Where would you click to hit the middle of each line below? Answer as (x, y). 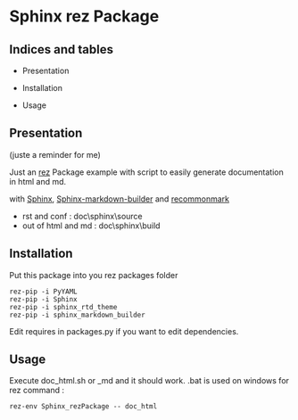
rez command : (37, 391)
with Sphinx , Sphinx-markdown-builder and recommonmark (120, 199)
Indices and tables (62, 49)
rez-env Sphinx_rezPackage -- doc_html (83, 407)
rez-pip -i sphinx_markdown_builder (77, 315)
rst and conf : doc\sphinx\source (82, 216)
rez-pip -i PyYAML (43, 292)
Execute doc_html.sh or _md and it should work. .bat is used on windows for (149, 381)
